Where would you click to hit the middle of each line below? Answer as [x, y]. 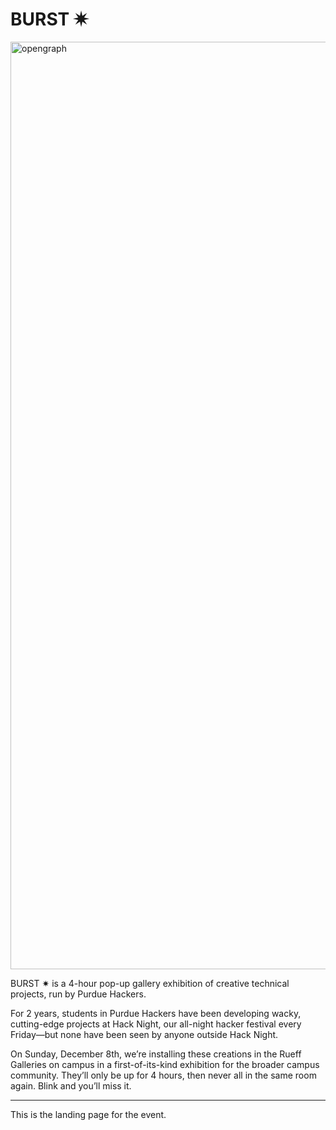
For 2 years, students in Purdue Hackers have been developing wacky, [156, 1013]
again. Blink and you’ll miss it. [71, 1085]
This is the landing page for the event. [88, 1114]
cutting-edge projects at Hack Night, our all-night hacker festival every [156, 1024]
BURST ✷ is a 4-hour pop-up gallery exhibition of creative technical [150, 983]
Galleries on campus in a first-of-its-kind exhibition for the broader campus [165, 1064]
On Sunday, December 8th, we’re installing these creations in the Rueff [156, 1054]
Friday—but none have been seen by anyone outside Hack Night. [144, 1034]
